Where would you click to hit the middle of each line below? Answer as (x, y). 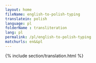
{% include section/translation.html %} (44, 56)
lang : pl (14, 32)
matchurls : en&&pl (24, 42)
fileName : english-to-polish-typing (43, 14)
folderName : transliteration (36, 28)
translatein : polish (26, 19)
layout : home (18, 10)
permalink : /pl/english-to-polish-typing (48, 37)
